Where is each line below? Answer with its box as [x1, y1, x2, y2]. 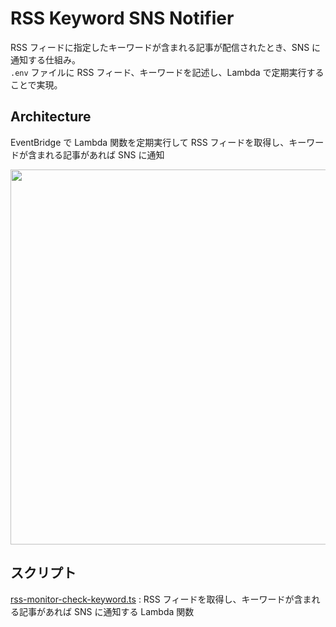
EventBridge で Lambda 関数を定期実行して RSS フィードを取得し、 [10, 136, 290, 148]
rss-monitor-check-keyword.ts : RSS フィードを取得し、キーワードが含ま [10, 593, 312, 605]
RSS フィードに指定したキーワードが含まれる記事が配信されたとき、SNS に [10, 41, 322, 53]
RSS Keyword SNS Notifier [10, 7, 235, 30]
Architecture [10, 108, 92, 126]
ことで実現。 [10, 78, 63, 91]
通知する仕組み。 [10, 53, 81, 66]
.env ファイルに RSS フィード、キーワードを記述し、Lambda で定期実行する [10, 66, 325, 78]
